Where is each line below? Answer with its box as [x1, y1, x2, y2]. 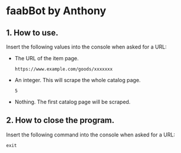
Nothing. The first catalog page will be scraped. [14, 99, 131, 105]
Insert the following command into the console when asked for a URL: [6, 131, 176, 138]
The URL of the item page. [14, 55, 79, 61]
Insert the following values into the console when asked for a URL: [6, 43, 167, 50]
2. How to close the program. [6, 115, 115, 125]
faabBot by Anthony [6, 4, 107, 18]
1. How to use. [6, 28, 59, 38]
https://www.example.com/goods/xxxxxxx [14, 66, 113, 72]
